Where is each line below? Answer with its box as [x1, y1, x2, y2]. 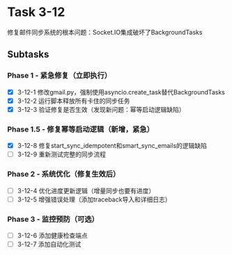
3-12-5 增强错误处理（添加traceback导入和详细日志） [17, 195, 171, 204]
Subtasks [7, 49, 49, 60]
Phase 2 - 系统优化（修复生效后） [7, 170, 121, 179]
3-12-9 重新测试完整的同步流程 [17, 150, 107, 158]
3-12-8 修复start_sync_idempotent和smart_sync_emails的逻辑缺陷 [17, 142, 208, 150]
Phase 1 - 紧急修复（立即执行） [7, 71, 112, 81]
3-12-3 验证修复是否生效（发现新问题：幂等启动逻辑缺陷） [17, 105, 185, 113]
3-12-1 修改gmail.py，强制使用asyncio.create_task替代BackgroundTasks [17, 88, 225, 96]
